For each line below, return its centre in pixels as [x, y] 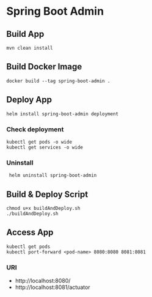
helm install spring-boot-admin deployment [63, 114]
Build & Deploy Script [47, 194]
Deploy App [29, 100]
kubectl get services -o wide [45, 147]
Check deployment [35, 129]
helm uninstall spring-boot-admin [53, 175]
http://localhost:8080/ [43, 281]
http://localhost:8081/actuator [52, 287]
